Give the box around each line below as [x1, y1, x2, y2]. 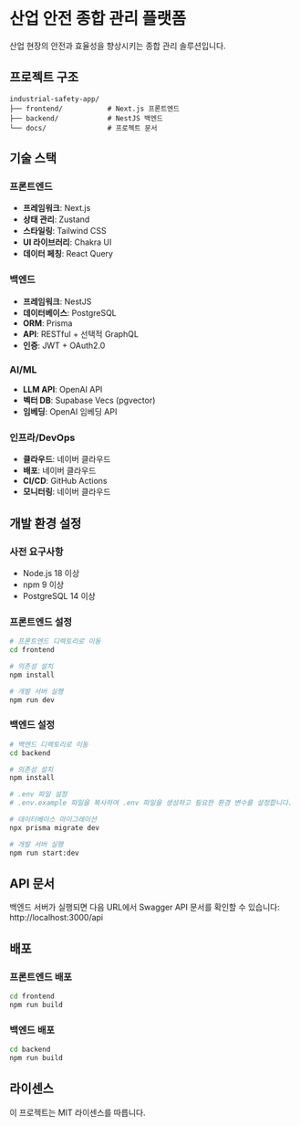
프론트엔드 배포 [9, 970, 73, 983]
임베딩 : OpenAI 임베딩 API [22, 406, 118, 417]
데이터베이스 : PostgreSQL [22, 307, 117, 318]
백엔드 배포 [9, 1024, 56, 1037]
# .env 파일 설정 [9, 790, 68, 799]
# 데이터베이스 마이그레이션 [9, 815, 98, 825]
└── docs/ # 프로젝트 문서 [9, 123, 158, 132]
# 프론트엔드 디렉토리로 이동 [9, 637, 101, 647]
